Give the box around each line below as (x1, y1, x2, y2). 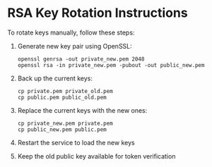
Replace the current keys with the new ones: (17, 106, 148, 114)
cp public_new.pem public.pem (17, 125, 107, 133)
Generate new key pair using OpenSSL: (17, 42, 132, 50)
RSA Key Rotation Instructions (7, 5, 189, 21)
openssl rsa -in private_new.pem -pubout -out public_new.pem (17, 61, 205, 68)
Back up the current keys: (17, 74, 93, 82)
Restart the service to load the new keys (17, 138, 136, 147)
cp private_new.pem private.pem (17, 120, 113, 127)
